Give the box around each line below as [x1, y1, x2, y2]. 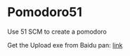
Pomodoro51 [7, 4, 83, 20]
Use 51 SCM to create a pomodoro [7, 27, 107, 36]
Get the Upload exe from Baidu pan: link [7, 41, 123, 49]
